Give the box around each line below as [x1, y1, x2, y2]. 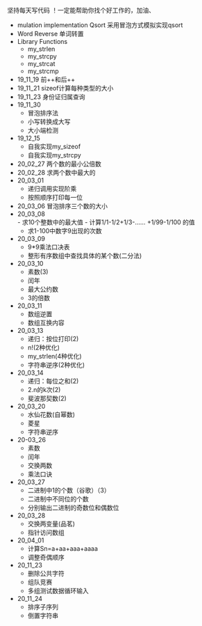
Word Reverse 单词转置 [17, 30, 85, 38]
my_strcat [27, 60, 56, 68]
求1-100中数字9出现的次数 [27, 227, 102, 235]
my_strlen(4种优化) [27, 352, 82, 360]
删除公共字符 [27, 570, 65, 577]
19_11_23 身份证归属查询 [17, 93, 85, 101]
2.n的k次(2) [27, 386, 61, 393]
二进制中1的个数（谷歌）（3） [27, 486, 110, 494]
